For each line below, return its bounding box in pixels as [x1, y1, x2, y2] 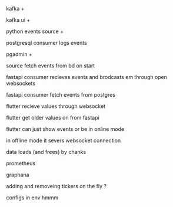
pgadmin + [6, 51, 32, 58]
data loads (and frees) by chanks [6, 149, 86, 155]
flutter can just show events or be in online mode [6, 126, 125, 132]
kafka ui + [6, 17, 31, 23]
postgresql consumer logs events [6, 40, 87, 46]
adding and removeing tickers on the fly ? [6, 183, 107, 189]
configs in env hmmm [6, 194, 59, 201]
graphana [6, 171, 29, 178]
